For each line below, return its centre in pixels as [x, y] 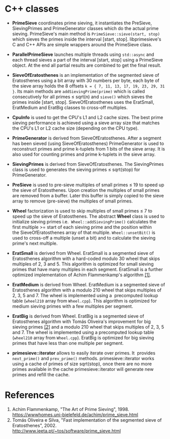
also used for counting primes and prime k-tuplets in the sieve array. [84, 154]
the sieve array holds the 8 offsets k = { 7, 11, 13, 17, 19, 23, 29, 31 [88, 86]
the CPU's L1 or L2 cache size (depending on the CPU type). [75, 128]
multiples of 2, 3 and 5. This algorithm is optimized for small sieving [83, 264]
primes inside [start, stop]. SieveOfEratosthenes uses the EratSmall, [83, 102]
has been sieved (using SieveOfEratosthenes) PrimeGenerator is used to [88, 143]
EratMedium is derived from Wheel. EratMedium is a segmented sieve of [89, 284]
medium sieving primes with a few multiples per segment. [73, 306]
